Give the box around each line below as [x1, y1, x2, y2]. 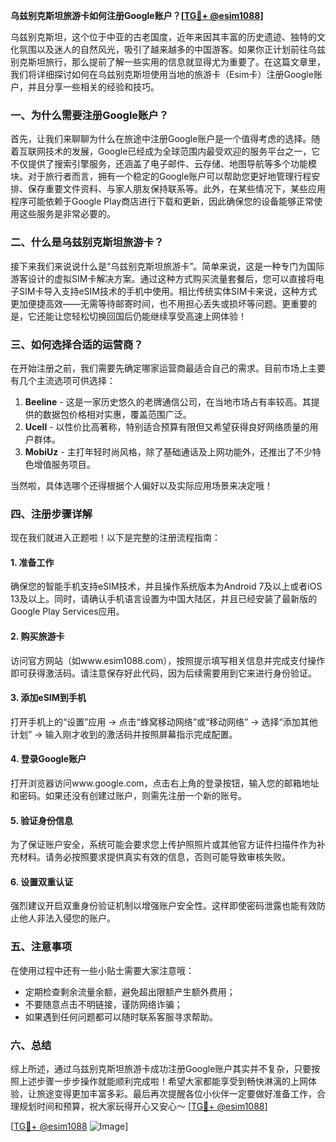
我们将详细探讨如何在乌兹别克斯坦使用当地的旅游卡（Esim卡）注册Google [10, 69, 314, 80]
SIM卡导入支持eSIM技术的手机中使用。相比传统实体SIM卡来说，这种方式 [18, 285, 318, 297]
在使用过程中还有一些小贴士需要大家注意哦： [10, 964, 195, 976]
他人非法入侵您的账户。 [18, 912, 116, 924]
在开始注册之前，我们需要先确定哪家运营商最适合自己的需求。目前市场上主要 [10, 362, 326, 374]
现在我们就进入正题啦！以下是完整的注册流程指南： [10, 532, 221, 544]
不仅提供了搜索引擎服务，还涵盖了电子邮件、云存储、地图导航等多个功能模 [10, 158, 317, 170]
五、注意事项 [10, 940, 73, 954]
